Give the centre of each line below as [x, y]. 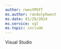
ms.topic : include [24, 28]
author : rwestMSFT [24, 10]
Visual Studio [19, 42]
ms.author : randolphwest [31, 14]
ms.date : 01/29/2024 [27, 19]
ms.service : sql [22, 24]
